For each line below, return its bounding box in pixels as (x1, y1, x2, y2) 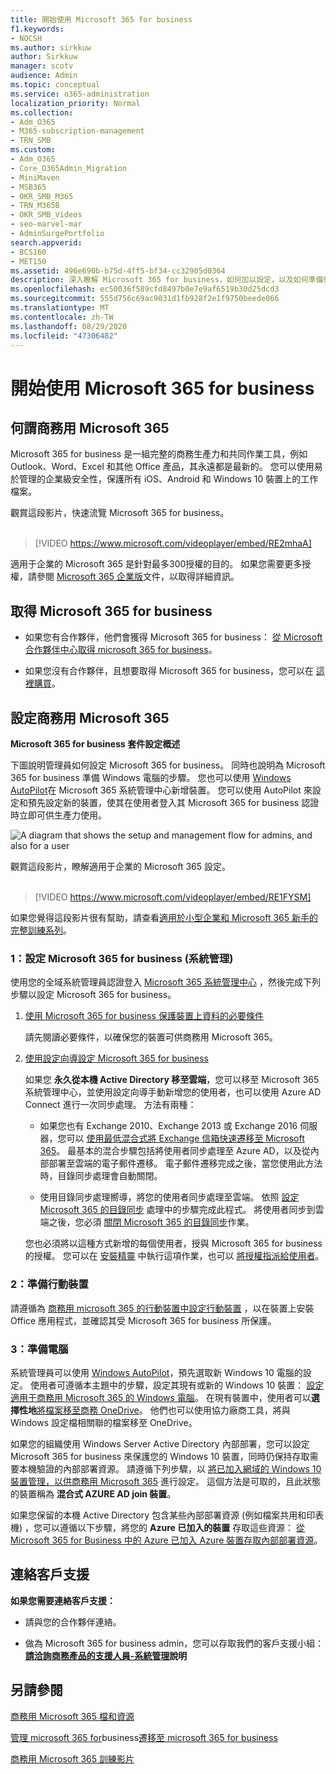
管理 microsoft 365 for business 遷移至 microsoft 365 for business (10, 1731, 278, 1743)
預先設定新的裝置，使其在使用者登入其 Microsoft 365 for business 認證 (27, 797, 320, 808)
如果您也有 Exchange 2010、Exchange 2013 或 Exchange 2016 (39, 1120, 298, 1132)
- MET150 (10, 256, 47, 266)
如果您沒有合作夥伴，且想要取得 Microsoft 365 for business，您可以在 (24, 665, 314, 677)
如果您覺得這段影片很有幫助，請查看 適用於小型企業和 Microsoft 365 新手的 (10, 912, 318, 923)
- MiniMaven (10, 172, 60, 183)
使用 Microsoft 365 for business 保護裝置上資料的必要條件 (24, 1010, 264, 1022)
